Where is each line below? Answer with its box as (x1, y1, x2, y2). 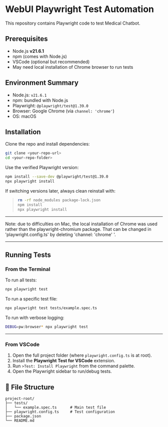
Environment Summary (5, 79, 79, 87)
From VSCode (5, 341, 40, 348)
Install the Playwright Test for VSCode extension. (12, 358, 115, 364)
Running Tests (5, 250, 51, 259)
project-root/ (5, 396, 35, 401)
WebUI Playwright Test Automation (5, 4, 154, 15)
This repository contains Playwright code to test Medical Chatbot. (5, 20, 140, 26)
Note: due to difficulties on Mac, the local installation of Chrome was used (5, 221, 157, 227)
